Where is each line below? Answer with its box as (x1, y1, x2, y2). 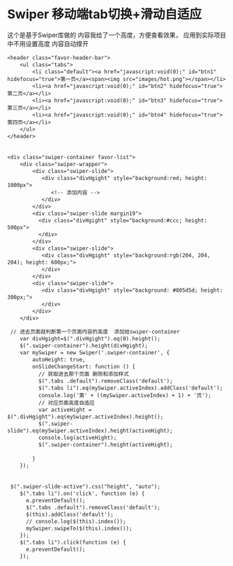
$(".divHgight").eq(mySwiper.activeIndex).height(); (7, 413, 164, 420)
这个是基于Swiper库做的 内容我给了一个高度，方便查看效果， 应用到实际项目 (7, 31, 227, 39)
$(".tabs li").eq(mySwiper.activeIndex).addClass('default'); (38, 385, 223, 392)
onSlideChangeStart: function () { (32, 363, 136, 370)
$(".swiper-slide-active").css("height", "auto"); (10, 483, 160, 490)
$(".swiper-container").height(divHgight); (20, 342, 149, 349)
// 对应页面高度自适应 (38, 399, 96, 406)
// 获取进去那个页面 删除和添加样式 (38, 371, 129, 378)
